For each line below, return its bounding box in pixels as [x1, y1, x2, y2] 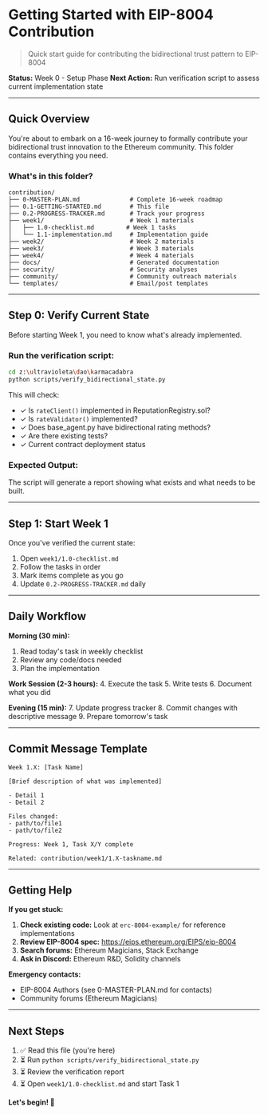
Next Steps [8, 1024, 65, 1037]
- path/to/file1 [8, 819, 62, 827]
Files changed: [8, 812, 59, 821]
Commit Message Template [8, 742, 148, 756]
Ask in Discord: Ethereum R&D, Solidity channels [19, 954, 181, 964]
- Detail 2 [8, 798, 45, 806]
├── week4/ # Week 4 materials [8, 252, 195, 260]
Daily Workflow [8, 609, 86, 623]
